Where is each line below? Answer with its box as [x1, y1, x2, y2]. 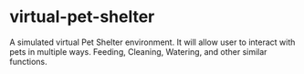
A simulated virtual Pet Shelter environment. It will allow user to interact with [9, 37, 296, 48]
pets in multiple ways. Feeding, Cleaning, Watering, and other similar [9, 46, 267, 57]
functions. [9, 56, 47, 67]
